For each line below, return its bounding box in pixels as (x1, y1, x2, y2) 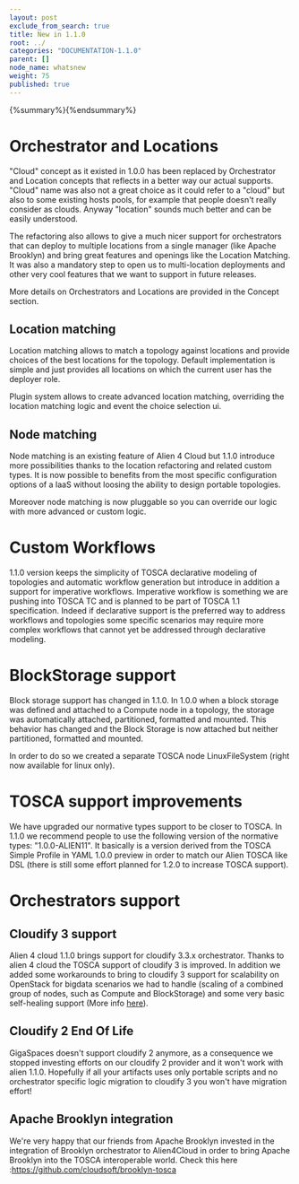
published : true (9, 80, 70, 89)
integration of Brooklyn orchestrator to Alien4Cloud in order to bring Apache (9, 1145, 291, 1155)
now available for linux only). (9, 760, 115, 771)
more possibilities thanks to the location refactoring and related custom (9, 460, 272, 471)
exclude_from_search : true (9, 22, 110, 30)
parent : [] (9, 55, 50, 64)
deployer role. (9, 374, 61, 385)
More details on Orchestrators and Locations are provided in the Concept (9, 286, 279, 297)
